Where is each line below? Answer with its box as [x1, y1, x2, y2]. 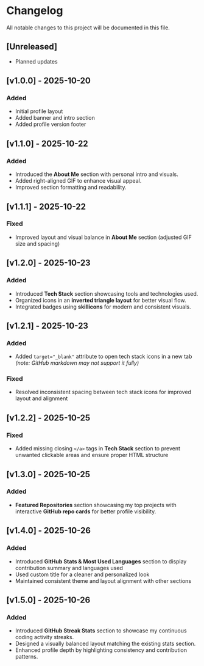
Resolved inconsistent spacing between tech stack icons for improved [15, 389, 192, 396]
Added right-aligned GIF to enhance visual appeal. [15, 177, 142, 185]
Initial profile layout [15, 108, 63, 115]
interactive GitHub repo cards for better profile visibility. [15, 508, 157, 515]
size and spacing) [15, 240, 60, 247]
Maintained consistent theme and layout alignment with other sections [15, 577, 192, 584]
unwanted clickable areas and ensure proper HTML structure [15, 452, 169, 459]
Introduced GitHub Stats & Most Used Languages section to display [15, 557, 187, 565]
